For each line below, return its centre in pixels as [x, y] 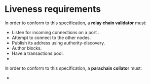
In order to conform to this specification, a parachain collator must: [73, 68]
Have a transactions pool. [38, 53]
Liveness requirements [53, 9]
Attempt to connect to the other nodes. [51, 38]
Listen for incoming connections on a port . [56, 32]
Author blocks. [27, 48]
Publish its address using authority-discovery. [58, 42]
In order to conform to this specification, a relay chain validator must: [75, 23]
